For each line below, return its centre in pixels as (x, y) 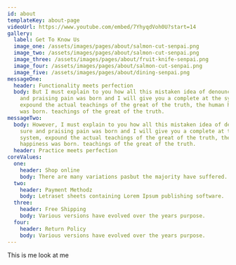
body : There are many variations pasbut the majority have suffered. (124, 177)
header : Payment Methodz (56, 190)
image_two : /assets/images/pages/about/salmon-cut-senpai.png (106, 53)
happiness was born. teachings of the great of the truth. (108, 144)
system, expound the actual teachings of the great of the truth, (119, 137)
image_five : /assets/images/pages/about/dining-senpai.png (102, 72)
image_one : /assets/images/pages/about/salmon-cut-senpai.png (106, 46)
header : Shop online (50, 170)
